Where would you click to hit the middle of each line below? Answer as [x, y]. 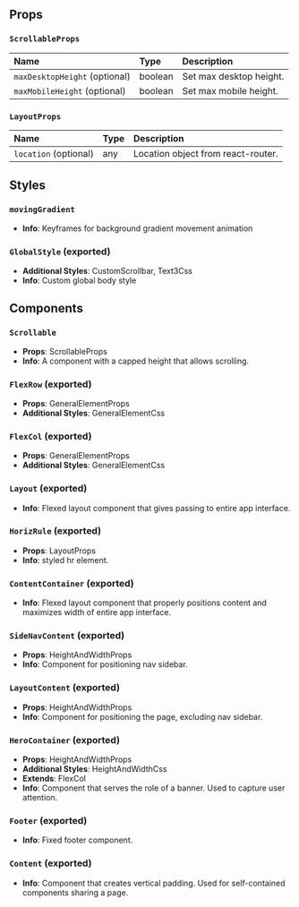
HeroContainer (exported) [65, 740]
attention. [40, 798]
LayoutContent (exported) [65, 688]
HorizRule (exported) [55, 531]
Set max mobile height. [231, 90]
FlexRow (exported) [51, 384]
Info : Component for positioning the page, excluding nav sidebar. [142, 716]
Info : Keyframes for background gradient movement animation [137, 228]
